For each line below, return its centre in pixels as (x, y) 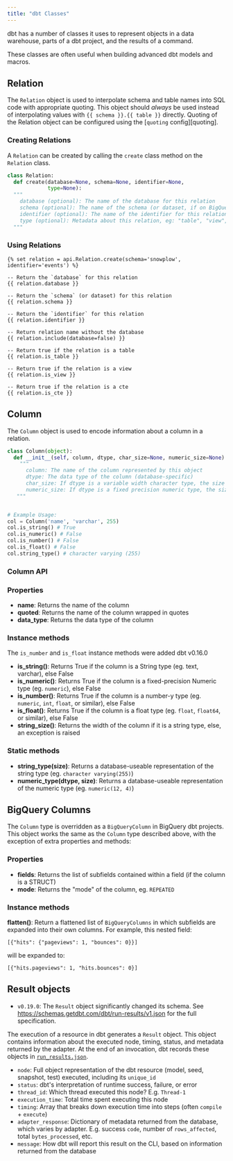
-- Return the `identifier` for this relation (76, 314)
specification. (37, 1021)
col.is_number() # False (43, 541)
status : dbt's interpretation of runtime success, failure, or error (107, 1085)
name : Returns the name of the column (73, 605)
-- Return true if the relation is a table (71, 350)
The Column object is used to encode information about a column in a (105, 431)
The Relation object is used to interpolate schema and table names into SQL (116, 100)
